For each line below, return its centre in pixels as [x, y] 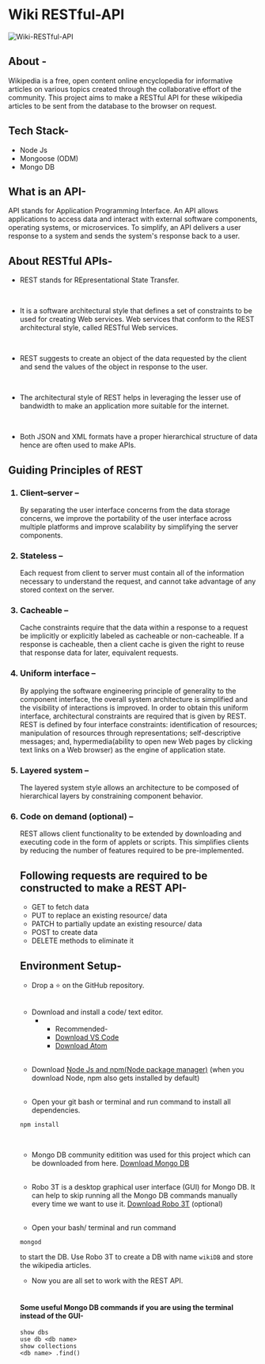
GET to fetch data [60, 907]
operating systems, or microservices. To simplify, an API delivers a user [125, 228]
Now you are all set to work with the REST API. [107, 1280]
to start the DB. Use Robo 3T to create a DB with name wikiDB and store [136, 1257]
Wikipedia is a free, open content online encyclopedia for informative [121, 80]
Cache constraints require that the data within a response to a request [134, 627]
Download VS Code [87, 1037]
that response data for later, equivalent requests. [99, 653]
